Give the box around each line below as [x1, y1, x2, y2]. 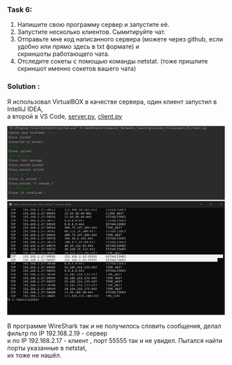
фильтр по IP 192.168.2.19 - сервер [7, 329, 108, 337]
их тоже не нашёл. [7, 351, 62, 359]
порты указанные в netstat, [7, 344, 88, 353]
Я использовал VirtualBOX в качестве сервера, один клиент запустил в [7, 97, 217, 106]
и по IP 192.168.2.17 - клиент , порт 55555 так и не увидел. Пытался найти [7, 337, 223, 345]
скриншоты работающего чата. [17, 50, 110, 58]
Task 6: [7, 5, 32, 14]
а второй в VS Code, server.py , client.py [7, 112, 123, 120]
